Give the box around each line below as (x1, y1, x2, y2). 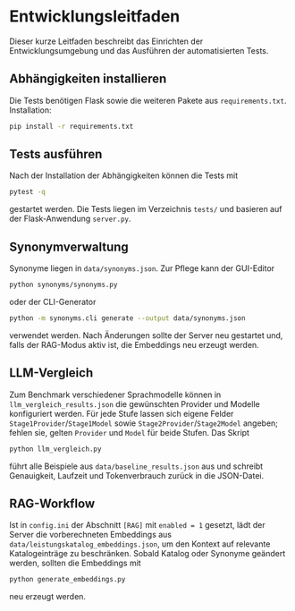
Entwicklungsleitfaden (9, 6, 181, 27)
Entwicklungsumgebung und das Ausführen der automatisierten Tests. (9, 45, 269, 55)
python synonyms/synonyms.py (9, 280, 118, 290)
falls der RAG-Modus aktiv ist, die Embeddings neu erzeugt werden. (9, 339, 259, 350)
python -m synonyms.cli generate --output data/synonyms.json (9, 314, 246, 323)
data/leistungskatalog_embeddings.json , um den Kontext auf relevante (9, 539, 271, 549)
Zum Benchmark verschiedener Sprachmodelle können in (9, 389, 222, 400)
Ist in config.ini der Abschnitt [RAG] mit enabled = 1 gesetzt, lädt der (9, 520, 265, 530)
